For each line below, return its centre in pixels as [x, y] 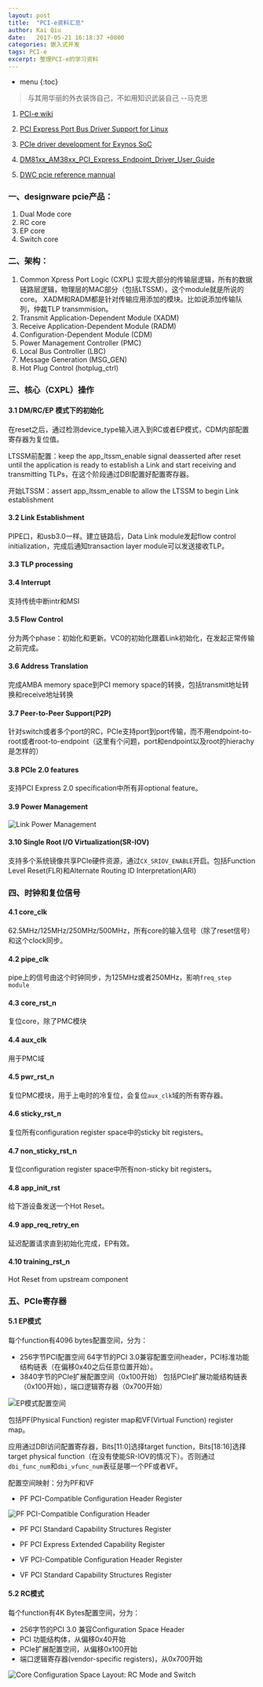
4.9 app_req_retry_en [44, 1224]
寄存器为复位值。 [36, 439]
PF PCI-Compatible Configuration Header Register [101, 1498]
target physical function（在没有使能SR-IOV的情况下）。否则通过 [111, 1456]
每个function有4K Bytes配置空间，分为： [74, 1613]
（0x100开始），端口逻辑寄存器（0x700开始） [93, 1386]
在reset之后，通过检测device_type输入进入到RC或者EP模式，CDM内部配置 [129, 429]
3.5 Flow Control [36, 619]
